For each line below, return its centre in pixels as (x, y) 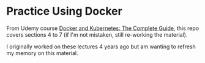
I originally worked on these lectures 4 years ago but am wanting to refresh (101, 46)
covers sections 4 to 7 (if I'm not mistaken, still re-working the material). (97, 34)
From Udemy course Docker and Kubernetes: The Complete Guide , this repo (103, 28)
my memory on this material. (42, 53)
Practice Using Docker (64, 11)
